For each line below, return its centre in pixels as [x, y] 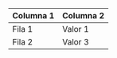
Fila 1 [23, 29]
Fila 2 [23, 42]
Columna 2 [84, 15]
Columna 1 [33, 15]
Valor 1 [76, 29]
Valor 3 [76, 42]
